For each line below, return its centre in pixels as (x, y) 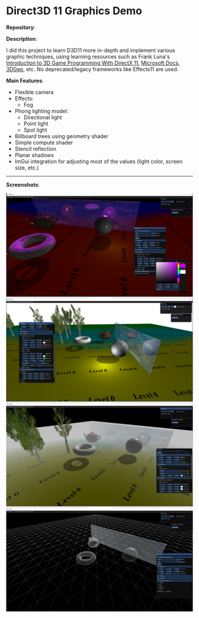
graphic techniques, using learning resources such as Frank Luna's (88, 56)
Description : (22, 39)
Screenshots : (23, 184)
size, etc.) (27, 168)
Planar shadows (34, 155)
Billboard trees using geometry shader (61, 136)
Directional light (43, 117)
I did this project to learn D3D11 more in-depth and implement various (91, 50)
